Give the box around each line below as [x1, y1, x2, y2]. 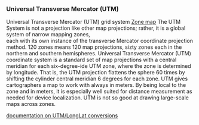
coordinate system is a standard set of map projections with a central [6, 56, 177, 64]
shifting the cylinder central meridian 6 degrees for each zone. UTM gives [6, 75, 188, 82]
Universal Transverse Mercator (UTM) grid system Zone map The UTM [6, 18, 181, 26]
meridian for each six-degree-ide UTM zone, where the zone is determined [6, 62, 191, 70]
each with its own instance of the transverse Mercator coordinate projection [6, 37, 193, 45]
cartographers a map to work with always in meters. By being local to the [6, 82, 186, 89]
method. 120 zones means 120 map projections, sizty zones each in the [6, 43, 182, 51]
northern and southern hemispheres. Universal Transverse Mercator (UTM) [6, 50, 191, 57]
